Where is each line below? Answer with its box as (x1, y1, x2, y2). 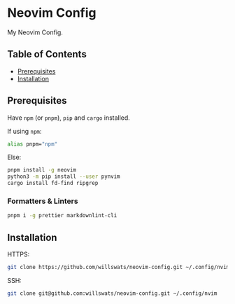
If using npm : (7, 127, 42, 135)
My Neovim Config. (7, 28, 63, 36)
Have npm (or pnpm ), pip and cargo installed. (7, 113, 131, 122)
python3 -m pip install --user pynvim (7, 173, 120, 180)
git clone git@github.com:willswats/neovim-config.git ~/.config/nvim (7, 289, 218, 297)
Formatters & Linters (7, 196, 78, 206)
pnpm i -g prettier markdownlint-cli (7, 212, 117, 219)
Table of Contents (7, 48, 87, 60)
